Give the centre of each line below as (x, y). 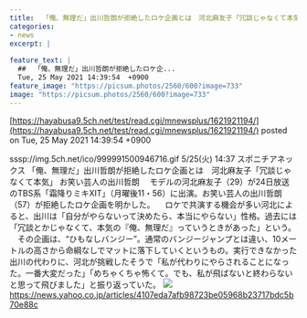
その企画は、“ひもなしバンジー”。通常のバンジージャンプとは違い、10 (149, 238)
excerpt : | (30, 43)
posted (274, 130)
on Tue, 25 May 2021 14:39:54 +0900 (80, 140)
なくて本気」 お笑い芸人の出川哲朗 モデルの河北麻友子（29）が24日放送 (150, 181)
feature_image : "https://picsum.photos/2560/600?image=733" (127, 86)
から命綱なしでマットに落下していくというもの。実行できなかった (173, 250)
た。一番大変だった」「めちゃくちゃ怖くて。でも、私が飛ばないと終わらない (151, 273)
